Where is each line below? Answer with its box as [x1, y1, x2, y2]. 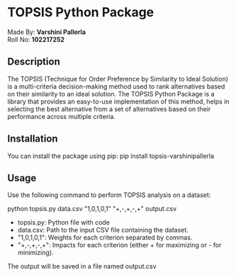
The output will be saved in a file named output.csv [7, 262, 157, 271]
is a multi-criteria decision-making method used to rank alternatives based [7, 82, 225, 91]
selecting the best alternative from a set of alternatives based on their [7, 104, 211, 113]
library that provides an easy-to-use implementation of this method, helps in [7, 97, 230, 106]
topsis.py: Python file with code [17, 218, 110, 227]
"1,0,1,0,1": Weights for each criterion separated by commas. [17, 233, 193, 242]
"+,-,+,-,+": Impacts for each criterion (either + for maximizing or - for [17, 241, 222, 249]
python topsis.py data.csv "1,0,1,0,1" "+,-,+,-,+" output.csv [7, 205, 177, 213]
